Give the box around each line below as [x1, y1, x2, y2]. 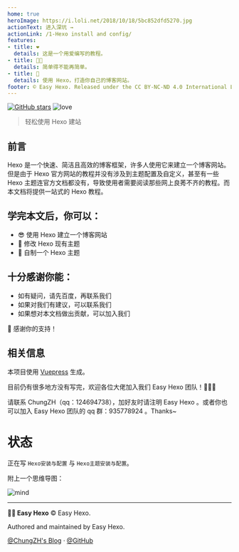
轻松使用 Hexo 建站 [24, 118, 82, 126]
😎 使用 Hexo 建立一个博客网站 [17, 230, 108, 239]
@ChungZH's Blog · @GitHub [7, 536, 94, 545]
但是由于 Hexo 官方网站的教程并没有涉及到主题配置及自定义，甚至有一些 [7, 170, 219, 178]
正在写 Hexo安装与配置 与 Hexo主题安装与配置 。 [7, 459, 133, 467]
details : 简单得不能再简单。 [14, 63, 90, 71]
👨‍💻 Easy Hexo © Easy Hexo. [7, 509, 91, 517]
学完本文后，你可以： [7, 210, 101, 222]
